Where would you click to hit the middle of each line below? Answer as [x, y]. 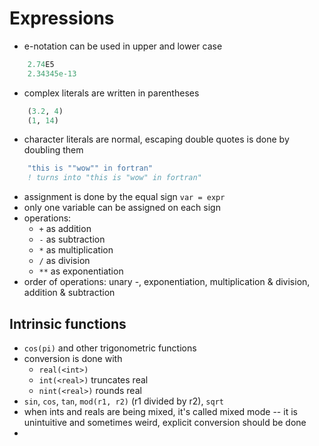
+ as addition [65, 229]
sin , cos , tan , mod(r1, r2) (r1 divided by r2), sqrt [123, 401]
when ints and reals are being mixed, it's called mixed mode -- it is [160, 411]
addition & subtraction [69, 293]
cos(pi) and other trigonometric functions [110, 348]
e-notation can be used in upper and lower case [123, 46]
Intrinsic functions [68, 323]
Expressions [62, 18]
